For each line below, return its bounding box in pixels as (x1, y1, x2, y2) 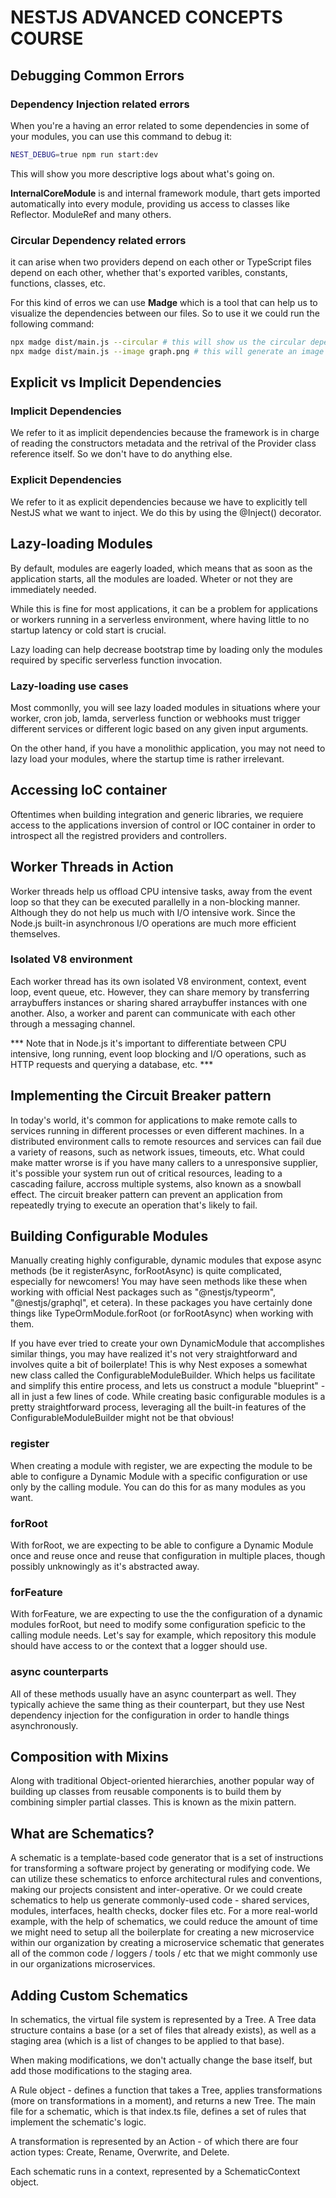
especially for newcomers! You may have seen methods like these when (10, 1276, 308, 1288)
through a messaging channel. (10, 1017, 136, 1030)
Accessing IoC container (10, 782, 168, 799)
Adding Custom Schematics (10, 1987, 189, 2004)
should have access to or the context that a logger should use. (10, 1640, 268, 1652)
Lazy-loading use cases (10, 679, 129, 693)
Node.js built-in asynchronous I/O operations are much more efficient (10, 917, 297, 929)
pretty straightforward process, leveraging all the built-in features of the (10, 1401, 307, 1413)
